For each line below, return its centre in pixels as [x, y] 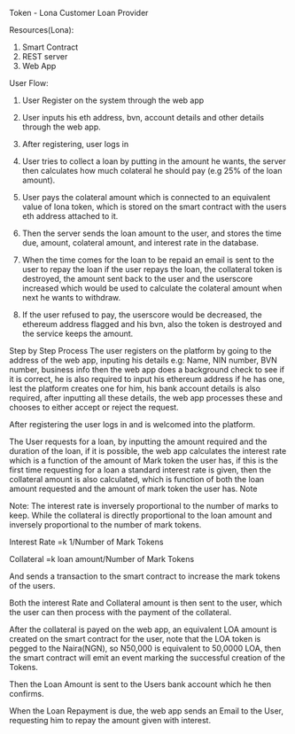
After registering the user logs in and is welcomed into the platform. [132, 424]
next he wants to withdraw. [71, 297]
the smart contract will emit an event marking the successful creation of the [147, 658]
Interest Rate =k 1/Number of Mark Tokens [86, 542]
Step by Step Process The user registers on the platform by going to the [140, 351]
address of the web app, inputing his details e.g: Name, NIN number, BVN [143, 360]
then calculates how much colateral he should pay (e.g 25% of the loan [152, 171]
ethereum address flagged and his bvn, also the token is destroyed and [151, 324]
